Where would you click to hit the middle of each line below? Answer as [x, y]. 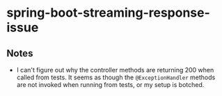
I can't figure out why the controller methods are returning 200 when [115, 70]
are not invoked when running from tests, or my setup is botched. [110, 85]
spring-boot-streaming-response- [108, 13]
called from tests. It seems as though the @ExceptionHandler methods [116, 77]
